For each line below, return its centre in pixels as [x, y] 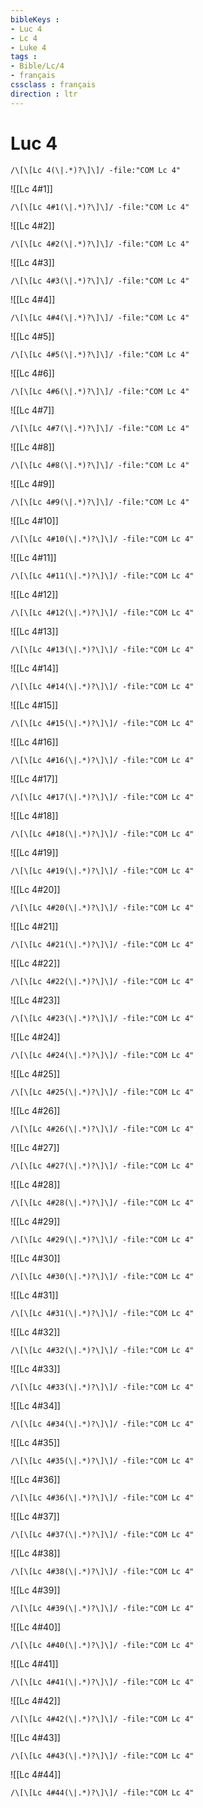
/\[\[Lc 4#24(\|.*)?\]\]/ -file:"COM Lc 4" [102, 1055]
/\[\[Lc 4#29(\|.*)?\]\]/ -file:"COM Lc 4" [102, 1239]
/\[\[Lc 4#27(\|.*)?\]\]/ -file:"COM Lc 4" [102, 1166]
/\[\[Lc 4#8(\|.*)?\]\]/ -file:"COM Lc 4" [100, 465]
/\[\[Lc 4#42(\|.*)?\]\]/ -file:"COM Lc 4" [102, 1719]
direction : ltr [44, 94]
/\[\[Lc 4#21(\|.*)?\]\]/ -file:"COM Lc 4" [102, 944]
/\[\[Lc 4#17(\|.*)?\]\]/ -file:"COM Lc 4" [102, 797]
